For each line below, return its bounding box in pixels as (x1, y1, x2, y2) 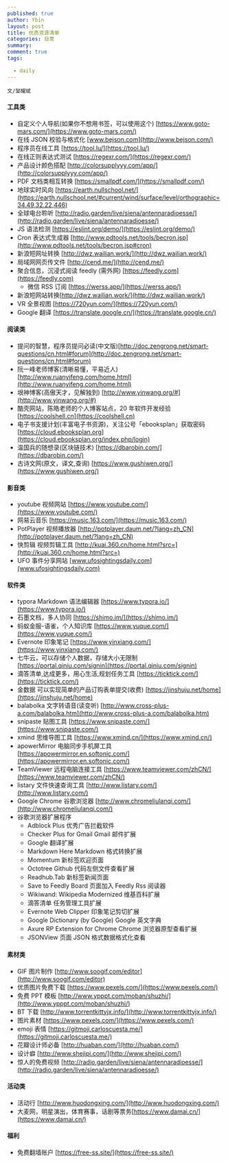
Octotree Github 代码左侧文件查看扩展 (27, 864, 135, 873)
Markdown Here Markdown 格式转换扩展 (27, 847, 143, 855)
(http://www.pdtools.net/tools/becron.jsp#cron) (16, 241, 152, 249)
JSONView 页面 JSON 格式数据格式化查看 (27, 933, 146, 941)
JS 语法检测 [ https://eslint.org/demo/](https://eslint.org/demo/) (16, 224, 196, 233)
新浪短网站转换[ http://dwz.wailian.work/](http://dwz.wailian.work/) (16, 290, 206, 299)
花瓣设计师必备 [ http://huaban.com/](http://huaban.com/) (16, 1041, 180, 1049)
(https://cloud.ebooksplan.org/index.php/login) (16, 435, 150, 444)
